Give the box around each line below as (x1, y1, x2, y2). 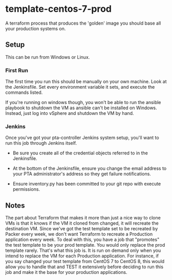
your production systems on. (5, 25, 66, 31)
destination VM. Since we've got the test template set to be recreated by (5, 226, 158, 232)
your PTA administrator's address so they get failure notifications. (12, 171, 151, 177)
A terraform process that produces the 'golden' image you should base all (5, 20, 161, 26)
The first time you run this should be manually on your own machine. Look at (5, 78, 167, 85)
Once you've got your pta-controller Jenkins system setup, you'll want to (5, 134, 160, 141)
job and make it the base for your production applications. (5, 269, 127, 275)
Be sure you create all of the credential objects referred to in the (12, 150, 148, 156)
